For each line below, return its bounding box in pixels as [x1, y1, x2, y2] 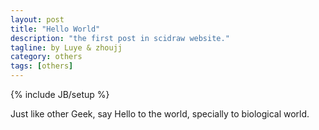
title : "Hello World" [10, 24, 101, 34]
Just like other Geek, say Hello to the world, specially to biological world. [10, 108, 310, 120]
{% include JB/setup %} [10, 89, 110, 100]
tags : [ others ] [10, 61, 74, 71]
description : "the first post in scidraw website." [10, 33, 230, 43]
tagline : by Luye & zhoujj [10, 42, 123, 53]
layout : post [10, 14, 65, 25]
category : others [10, 52, 83, 62]
